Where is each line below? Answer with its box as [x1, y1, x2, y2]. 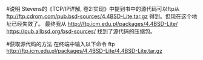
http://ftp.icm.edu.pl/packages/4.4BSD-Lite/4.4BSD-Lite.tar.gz [6, 47, 162, 54]
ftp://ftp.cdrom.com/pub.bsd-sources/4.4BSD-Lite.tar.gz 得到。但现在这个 [6, 13, 192, 20]
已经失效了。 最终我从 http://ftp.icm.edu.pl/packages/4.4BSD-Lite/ [11, 20, 178, 27]
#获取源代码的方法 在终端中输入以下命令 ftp [6, 41, 115, 47]
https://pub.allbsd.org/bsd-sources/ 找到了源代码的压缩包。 [6, 28, 156, 35]
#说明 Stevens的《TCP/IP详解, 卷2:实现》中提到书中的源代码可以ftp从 [6, 5, 180, 12]
